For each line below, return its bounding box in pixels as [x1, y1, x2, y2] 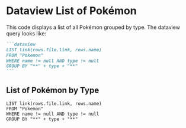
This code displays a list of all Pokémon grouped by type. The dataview [6, 24, 181, 31]
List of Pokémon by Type [6, 85, 100, 95]
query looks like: [6, 29, 46, 37]
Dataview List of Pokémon [6, 4, 137, 18]
